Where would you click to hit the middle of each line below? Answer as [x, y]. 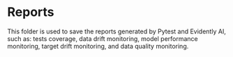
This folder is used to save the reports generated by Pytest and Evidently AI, [117, 31]
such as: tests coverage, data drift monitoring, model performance [103, 38]
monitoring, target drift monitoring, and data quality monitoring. [98, 46]
